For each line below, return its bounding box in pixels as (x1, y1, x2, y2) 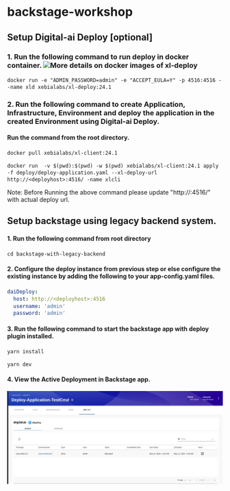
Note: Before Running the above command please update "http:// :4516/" (7, 188, 211, 196)
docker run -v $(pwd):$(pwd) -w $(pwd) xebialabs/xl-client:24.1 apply (7, 162, 219, 169)
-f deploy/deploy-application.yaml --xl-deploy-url (7, 169, 157, 176)
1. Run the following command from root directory (7, 234, 151, 242)
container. (7, 60, 42, 70)
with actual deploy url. (7, 196, 70, 203)
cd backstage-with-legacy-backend (7, 251, 106, 257)
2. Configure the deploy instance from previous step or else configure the (7, 265, 221, 273)
